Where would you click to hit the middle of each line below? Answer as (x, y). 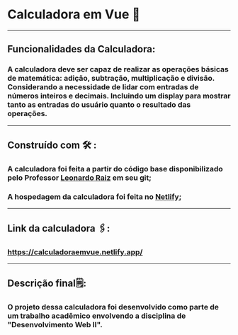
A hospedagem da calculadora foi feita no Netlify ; (95, 196)
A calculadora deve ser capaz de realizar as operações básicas (118, 69)
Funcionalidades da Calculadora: (81, 49)
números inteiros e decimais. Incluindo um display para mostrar (119, 96)
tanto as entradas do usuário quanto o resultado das (99, 105)
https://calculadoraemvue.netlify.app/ (75, 252)
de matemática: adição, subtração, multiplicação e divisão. (111, 79)
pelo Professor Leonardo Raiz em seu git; (80, 178)
